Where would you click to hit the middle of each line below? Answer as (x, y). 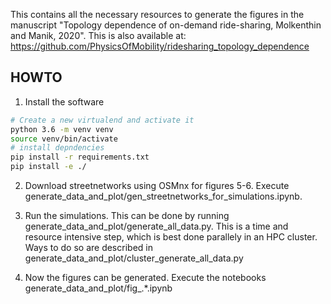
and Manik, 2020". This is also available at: (98, 35)
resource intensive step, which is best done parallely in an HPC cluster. (171, 237)
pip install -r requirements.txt (80, 157)
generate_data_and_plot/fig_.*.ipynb (98, 288)
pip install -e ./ (48, 167)
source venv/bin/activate (64, 139)
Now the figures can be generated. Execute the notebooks (145, 278)
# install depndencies (57, 148)
